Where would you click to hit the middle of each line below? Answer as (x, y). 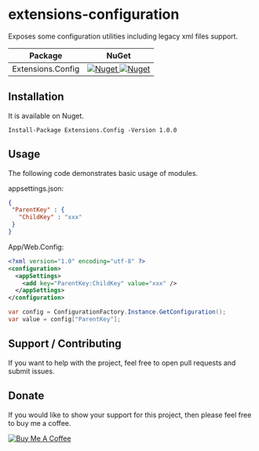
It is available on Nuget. (46, 115)
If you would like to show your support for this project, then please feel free (130, 415)
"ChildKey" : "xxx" (50, 218)
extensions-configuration (94, 15)
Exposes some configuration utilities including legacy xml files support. (123, 36)
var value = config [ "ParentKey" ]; (65, 320)
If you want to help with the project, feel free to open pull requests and (122, 362)
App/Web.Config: (36, 247)
